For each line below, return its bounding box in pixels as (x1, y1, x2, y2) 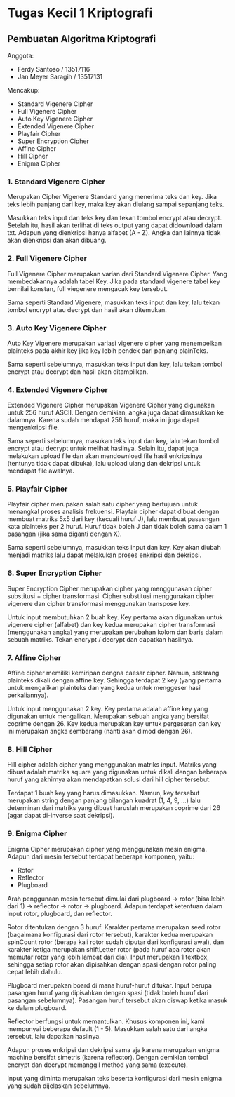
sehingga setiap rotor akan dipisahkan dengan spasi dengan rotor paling (7, 960, 217, 969)
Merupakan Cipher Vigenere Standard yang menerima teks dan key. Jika (7, 193, 217, 201)
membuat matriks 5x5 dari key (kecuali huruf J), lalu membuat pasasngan (7, 515, 220, 523)
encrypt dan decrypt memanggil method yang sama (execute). (7, 1061, 188, 1069)
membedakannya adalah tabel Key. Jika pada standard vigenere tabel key (7, 277, 220, 285)
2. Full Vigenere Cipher (7, 254, 88, 264)
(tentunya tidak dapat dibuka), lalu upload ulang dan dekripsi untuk (7, 459, 201, 468)
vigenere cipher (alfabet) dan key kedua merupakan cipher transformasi (7, 620, 215, 628)
